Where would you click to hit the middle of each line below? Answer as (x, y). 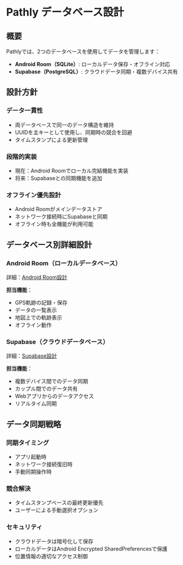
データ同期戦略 (34, 424)
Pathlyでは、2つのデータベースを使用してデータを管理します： (83, 52)
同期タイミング (28, 443)
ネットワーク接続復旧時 (44, 464)
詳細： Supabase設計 (32, 356)
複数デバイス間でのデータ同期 (51, 381)
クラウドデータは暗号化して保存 (54, 541)
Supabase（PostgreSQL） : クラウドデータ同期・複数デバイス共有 (96, 72)
